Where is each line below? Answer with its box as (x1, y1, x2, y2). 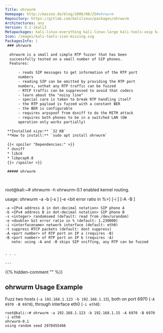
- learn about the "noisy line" (17, 92, 83, 97)
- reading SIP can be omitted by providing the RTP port (17, 79, 136, 84)
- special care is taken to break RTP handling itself (17, 97, 131, 102)
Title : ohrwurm (5, 7, 36, 12)
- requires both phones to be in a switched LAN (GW (17, 115, 127, 120)
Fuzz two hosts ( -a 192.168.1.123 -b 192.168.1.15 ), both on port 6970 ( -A (5, 296, 155, 302)
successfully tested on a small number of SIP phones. (9, 57, 123, 61)
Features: (9, 61, 29, 66)
